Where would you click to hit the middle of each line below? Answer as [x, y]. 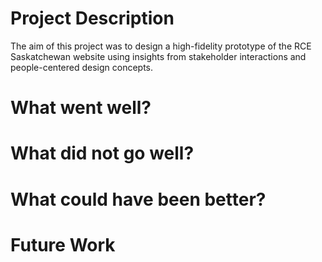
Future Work [63, 244]
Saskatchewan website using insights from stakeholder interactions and [158, 56]
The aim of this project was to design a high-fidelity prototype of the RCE [161, 46]
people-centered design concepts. [82, 67]
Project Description [92, 18]
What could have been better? [138, 199]
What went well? [81, 108]
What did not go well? [102, 153]
